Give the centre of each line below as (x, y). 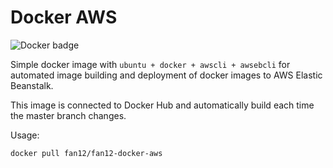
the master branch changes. (68, 115)
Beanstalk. (32, 85)
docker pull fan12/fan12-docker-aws (86, 153)
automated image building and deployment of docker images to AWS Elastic (166, 75)
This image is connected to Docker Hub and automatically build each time (162, 105)
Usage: (25, 135)
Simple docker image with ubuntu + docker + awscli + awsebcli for (150, 64)
